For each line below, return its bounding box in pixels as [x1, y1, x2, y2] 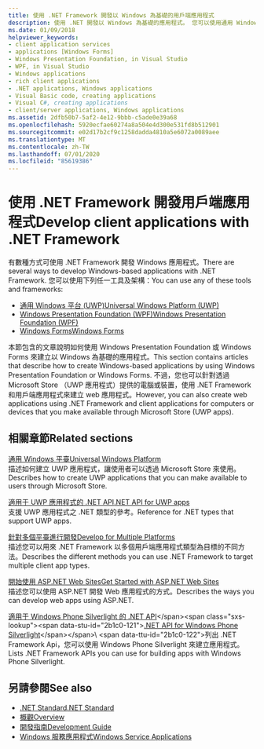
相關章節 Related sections [8, 432, 134, 445]
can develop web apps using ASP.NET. [8, 595, 134, 605]
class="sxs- [206, 612, 246, 621]
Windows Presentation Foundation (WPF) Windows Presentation [19, 309, 226, 319]
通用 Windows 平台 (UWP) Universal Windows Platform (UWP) [19, 301, 220, 310]
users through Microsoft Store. [8, 480, 108, 491]
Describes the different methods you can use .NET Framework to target [22, 551, 254, 561]
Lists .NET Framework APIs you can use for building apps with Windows [8, 649, 241, 658]
